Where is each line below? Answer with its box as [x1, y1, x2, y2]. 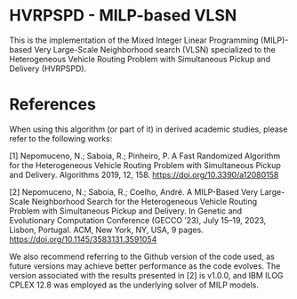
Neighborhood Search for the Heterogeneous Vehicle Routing [31, 196, 258, 206]
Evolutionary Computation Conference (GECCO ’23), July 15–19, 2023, [9, 214, 267, 225]
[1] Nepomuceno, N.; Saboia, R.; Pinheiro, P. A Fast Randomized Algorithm [9, 150, 281, 161]
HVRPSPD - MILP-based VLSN [9, 5, 237, 26]
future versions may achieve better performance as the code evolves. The [9, 260, 281, 271]
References [9, 94, 96, 115]
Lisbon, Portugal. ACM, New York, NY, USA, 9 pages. [9, 224, 205, 235]
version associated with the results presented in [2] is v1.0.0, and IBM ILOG [9, 270, 284, 280]
